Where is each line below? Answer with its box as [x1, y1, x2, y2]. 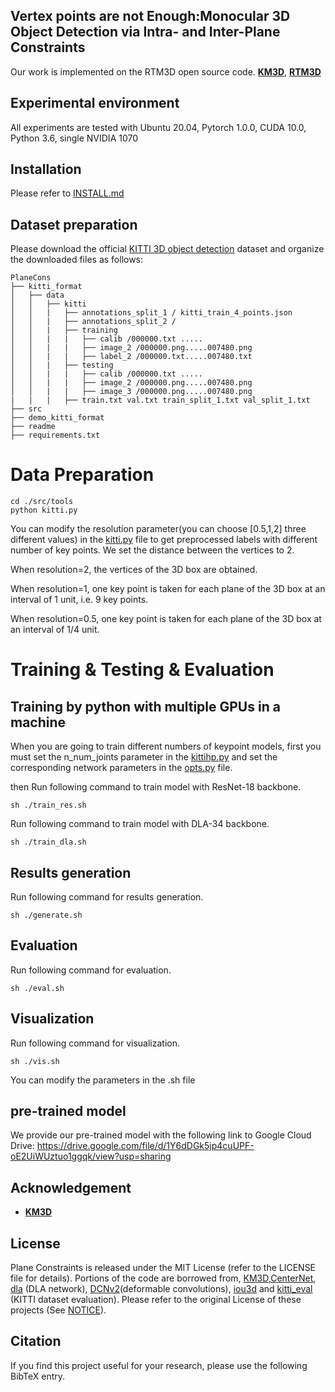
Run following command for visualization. [10, 1037, 180, 1049]
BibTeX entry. [10, 1370, 66, 1382]
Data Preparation [10, 464, 155, 486]
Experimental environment [10, 95, 180, 112]
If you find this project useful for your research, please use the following [10, 1359, 308, 1371]
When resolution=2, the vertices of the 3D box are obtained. [10, 564, 258, 576]
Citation [10, 1333, 62, 1350]
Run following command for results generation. [10, 891, 204, 903]
